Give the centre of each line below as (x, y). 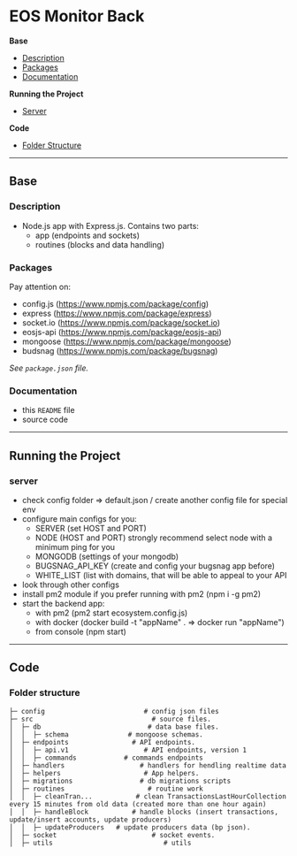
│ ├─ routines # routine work (106, 789)
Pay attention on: (40, 287)
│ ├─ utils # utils (100, 843)
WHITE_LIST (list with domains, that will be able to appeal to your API (161, 575)
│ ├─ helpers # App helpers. (104, 773)
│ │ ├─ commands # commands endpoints (106, 758)
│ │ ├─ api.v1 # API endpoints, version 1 (128, 750)
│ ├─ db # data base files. (114, 727)
